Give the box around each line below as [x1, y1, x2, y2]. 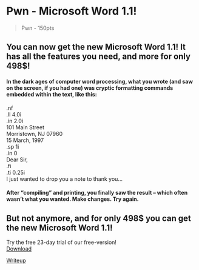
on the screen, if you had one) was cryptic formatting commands [6, 84, 174, 92]
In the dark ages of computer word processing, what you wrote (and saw [6, 78, 193, 85]
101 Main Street [6, 123, 44, 131]
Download [6, 245, 32, 252]
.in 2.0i [6, 117, 24, 124]
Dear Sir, [6, 156, 29, 163]
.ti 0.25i [6, 169, 25, 176]
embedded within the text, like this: [6, 90, 97, 98]
